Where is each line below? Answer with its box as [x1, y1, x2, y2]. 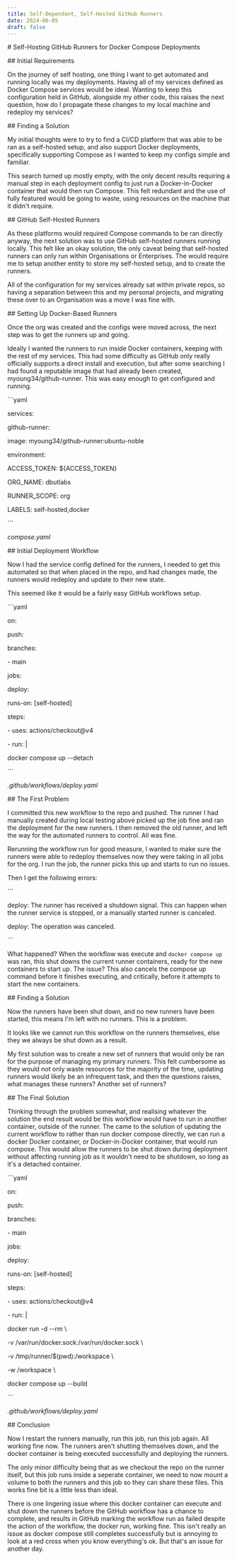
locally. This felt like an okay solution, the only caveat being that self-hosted [7, 244, 229, 253]
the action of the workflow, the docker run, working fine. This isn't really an [7, 1522, 226, 1530]
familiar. [7, 158, 30, 166]
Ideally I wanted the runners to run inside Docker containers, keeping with [7, 344, 223, 353]
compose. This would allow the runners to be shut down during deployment [7, 1145, 228, 1154]
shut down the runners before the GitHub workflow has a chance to [7, 1507, 204, 1515]
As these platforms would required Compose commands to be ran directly [7, 229, 223, 238]
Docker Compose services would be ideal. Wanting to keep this [7, 86, 192, 94]
